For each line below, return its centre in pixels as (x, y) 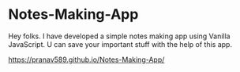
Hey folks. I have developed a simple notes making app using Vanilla (119, 36)
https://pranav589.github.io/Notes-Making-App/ (86, 59)
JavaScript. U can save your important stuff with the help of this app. (120, 44)
